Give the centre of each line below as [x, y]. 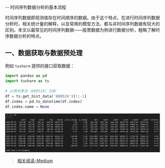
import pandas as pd [26, 76]
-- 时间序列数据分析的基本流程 [36, 7]
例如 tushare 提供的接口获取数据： [40, 66]
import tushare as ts [27, 81]
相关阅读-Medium [35, 161]
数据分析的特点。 [27, 36]
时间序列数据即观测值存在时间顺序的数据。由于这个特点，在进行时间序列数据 [82, 18]
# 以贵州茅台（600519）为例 [30, 91]
